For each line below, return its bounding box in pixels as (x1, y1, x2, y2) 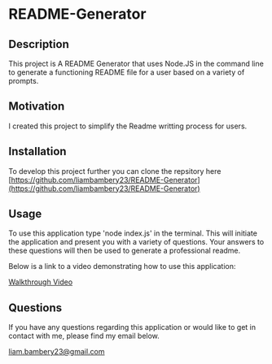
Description (8, 37, 69, 51)
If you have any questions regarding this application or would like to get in (8, 323, 257, 332)
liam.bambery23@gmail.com (8, 347, 105, 357)
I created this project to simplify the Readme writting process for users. (8, 121, 248, 131)
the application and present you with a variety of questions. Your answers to (8, 237, 265, 247)
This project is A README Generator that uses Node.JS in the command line (8, 58, 265, 68)
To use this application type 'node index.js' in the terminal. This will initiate (8, 228, 258, 238)
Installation (8, 145, 67, 158)
